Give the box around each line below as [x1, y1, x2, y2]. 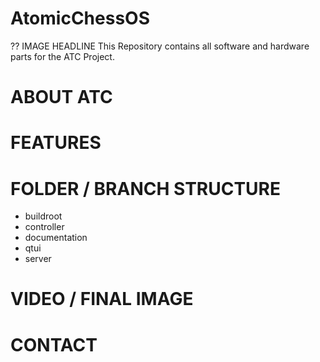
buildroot [24, 210, 63, 222]
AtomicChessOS [10, 7, 151, 30]
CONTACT [10, 333, 98, 356]
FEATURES [10, 132, 102, 154]
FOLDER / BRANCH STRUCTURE [10, 177, 282, 200]
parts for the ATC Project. [10, 50, 115, 62]
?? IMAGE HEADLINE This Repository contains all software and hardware [10, 40, 310, 52]
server [24, 253, 52, 265]
